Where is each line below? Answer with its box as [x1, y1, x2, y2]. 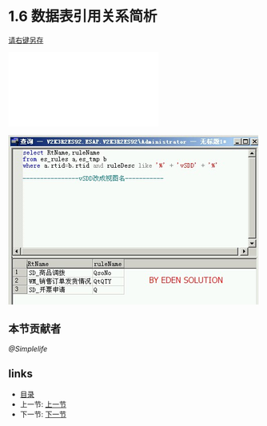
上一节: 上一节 [19, 399, 66, 408]
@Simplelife [8, 344, 48, 353]
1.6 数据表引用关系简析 [8, 7, 157, 26]
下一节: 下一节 [19, 409, 66, 419]
